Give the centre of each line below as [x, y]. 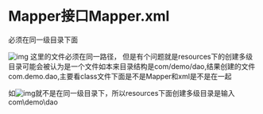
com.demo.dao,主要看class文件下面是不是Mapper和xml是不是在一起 [120, 76]
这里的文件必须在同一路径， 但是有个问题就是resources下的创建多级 [141, 56]
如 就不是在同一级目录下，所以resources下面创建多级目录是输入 [122, 93]
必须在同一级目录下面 [43, 40]
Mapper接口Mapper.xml [89, 16]
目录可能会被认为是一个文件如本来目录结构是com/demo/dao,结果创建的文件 [132, 66]
